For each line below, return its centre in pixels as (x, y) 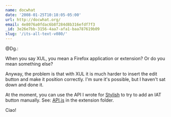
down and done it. (24, 85)
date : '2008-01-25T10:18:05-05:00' (43, 15)
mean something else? (29, 64)
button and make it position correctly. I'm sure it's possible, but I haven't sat (85, 79)
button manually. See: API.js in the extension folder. (60, 100)
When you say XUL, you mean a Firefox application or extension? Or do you (85, 59)
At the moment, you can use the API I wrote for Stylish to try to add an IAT (83, 95)
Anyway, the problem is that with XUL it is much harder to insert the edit (81, 74)
